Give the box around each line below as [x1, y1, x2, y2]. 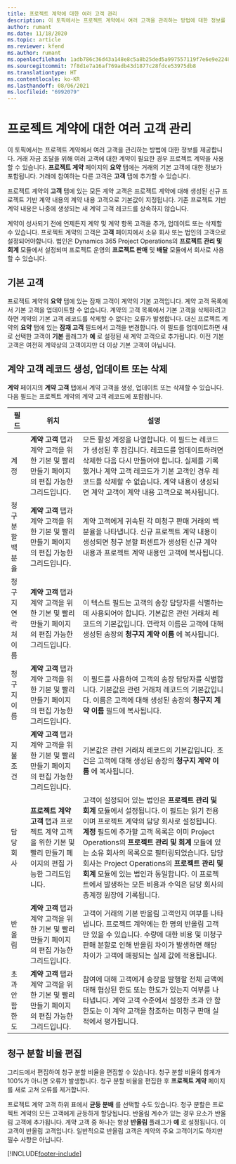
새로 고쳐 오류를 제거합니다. [14, 1085, 90, 1094]
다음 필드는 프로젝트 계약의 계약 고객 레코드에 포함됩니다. [7, 392, 163, 400]
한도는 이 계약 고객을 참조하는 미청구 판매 [82, 1005, 211, 1015]
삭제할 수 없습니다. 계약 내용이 [104, 477, 198, 487]
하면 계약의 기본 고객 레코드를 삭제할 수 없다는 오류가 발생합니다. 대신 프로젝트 [7, 314, 221, 323]
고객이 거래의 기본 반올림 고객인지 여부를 [82, 908, 209, 918]
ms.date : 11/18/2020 [7, 29, 68, 37]
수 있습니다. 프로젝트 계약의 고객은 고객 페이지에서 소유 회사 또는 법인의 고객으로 [7, 228, 227, 237]
